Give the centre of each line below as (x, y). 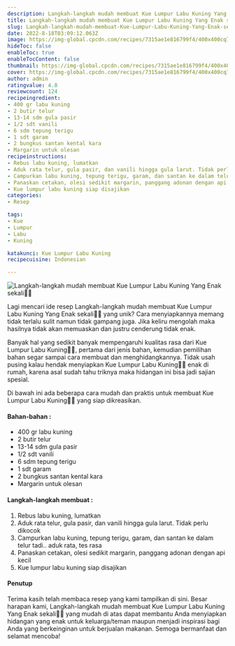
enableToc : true (31, 53)
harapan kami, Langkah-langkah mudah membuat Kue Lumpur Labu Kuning (116, 606)
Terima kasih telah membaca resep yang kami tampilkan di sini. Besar (107, 599)
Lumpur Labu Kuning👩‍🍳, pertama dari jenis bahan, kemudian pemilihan (109, 350)
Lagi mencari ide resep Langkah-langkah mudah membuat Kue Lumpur (110, 307)
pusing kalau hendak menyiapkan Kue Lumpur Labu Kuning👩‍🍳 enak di (108, 365)
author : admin (28, 79)
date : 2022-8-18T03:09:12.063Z (53, 33)
